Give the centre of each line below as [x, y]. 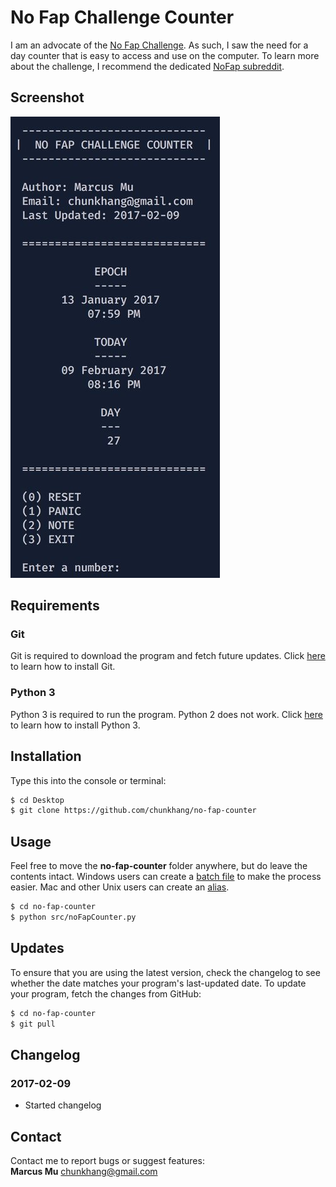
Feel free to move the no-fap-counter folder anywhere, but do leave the [159, 866]
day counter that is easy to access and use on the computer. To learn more [165, 55]
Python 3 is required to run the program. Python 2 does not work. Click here [166, 714]
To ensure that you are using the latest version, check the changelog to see [165, 972]
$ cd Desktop [37, 800]
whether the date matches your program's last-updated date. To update [158, 983]
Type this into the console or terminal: [88, 780]
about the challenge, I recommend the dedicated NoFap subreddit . [147, 66]
